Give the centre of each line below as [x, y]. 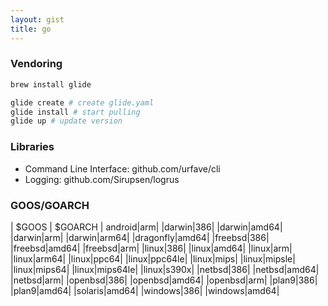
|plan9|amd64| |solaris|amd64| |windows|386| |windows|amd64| [145, 290]
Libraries [32, 147]
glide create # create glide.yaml [82, 102]
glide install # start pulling [75, 112]
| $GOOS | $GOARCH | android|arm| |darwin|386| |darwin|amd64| [146, 227]
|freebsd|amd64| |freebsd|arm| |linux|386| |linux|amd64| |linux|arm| [151, 248]
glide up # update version [66, 121]
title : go [31, 29]
